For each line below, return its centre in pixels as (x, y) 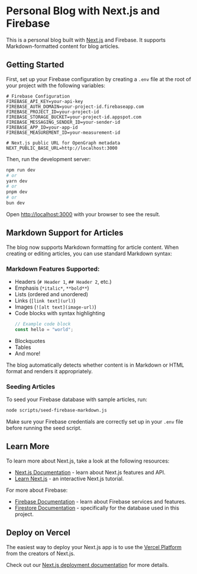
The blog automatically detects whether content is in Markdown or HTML (95, 365)
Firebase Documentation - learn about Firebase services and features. (100, 501)
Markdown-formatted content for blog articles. (63, 46)
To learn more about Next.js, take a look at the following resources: (88, 461)
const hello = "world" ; (44, 329)
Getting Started (35, 65)
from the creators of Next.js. (41, 553)
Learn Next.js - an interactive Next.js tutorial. (69, 479)
